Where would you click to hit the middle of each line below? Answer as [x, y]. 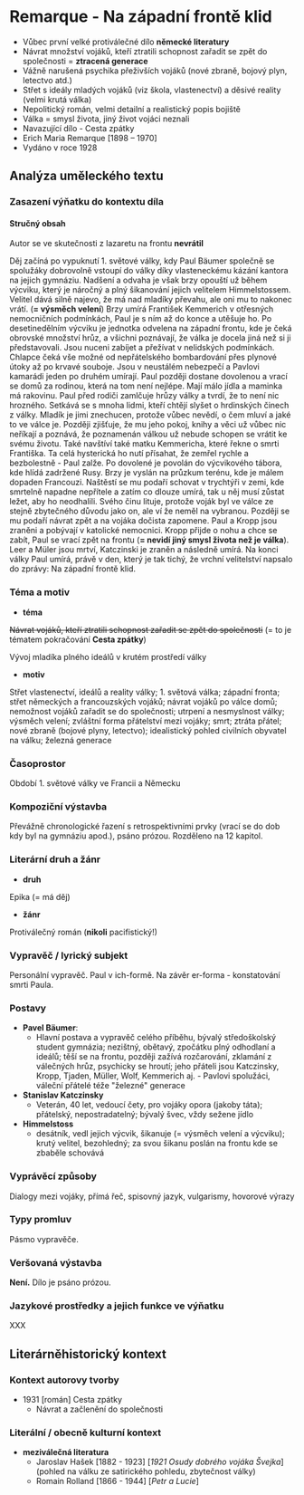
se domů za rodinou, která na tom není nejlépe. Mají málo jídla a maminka [146, 386]
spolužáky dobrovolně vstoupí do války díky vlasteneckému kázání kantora [149, 271]
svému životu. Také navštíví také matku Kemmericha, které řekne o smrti [144, 444]
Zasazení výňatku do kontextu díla [87, 202]
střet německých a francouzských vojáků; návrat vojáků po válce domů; [143, 701]
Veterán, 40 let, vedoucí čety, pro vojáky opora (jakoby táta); [149, 1105]
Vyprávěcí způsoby [53, 1176]
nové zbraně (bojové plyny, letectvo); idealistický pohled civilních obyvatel [148, 730]
